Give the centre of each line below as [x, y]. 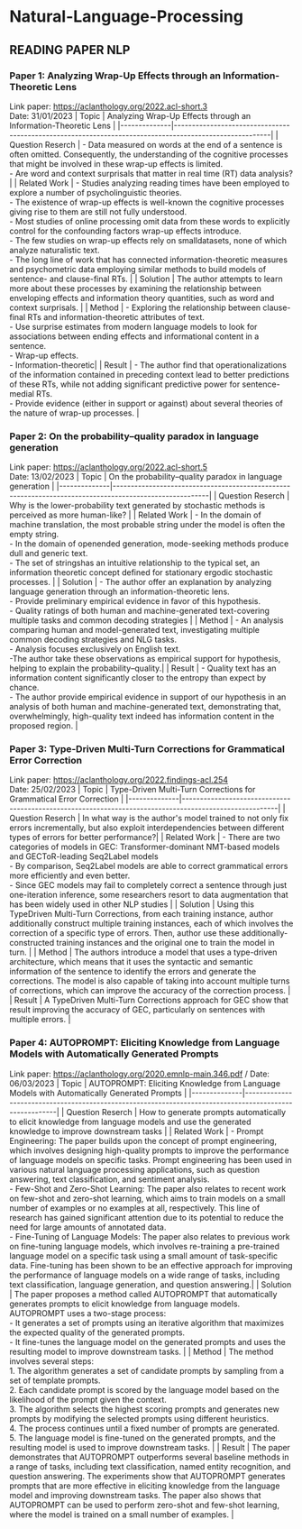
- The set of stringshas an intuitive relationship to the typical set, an [135, 563]
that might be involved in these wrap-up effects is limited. [116, 163]
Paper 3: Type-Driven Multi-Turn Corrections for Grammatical [147, 749]
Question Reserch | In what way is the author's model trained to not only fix [149, 819]
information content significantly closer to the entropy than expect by [138, 678]
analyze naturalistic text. [55, 250]
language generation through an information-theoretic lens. [119, 591]
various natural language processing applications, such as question [134, 1169]
